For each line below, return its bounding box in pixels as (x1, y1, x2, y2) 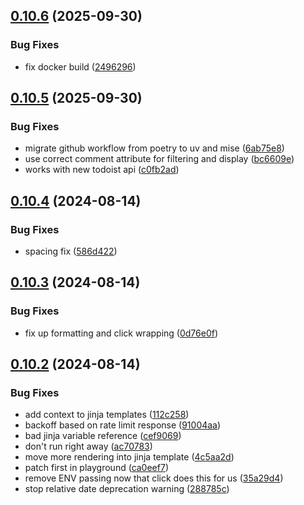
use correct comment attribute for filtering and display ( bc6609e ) (24, 153, 295, 165)
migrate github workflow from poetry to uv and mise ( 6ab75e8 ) (24, 142, 285, 154)
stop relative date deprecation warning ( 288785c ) (24, 483, 230, 495)
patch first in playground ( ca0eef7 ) (24, 462, 169, 474)
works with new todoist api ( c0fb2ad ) (24, 164, 180, 176)
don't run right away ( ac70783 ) (24, 440, 153, 453)
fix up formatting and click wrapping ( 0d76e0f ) (24, 327, 219, 339)
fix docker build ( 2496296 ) (24, 60, 137, 73)
